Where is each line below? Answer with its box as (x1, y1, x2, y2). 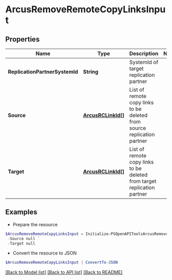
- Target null (7, 241, 36, 246)
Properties (5, 35, 40, 44)
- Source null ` (7, 236, 40, 241)
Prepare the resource (12, 221, 58, 227)
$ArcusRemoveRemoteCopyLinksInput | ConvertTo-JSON (5, 260, 118, 265)
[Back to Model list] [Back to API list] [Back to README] (5, 269, 123, 275)
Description (129, 50, 159, 57)
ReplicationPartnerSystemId (8, 68, 78, 75)
